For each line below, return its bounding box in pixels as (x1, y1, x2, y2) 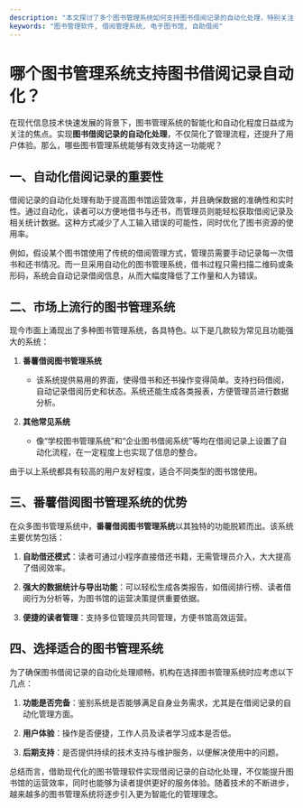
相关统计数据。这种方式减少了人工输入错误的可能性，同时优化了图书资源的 (9, 218, 286, 228)
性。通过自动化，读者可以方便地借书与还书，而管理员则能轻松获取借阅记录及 (9, 206, 294, 217)
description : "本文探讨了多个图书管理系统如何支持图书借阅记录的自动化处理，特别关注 (9, 13, 295, 23)
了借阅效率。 (22, 562, 70, 573)
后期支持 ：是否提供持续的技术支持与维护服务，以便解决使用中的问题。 (22, 747, 284, 757)
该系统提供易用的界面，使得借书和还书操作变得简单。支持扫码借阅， (35, 375, 289, 385)
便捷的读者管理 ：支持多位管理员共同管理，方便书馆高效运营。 (22, 611, 252, 623)
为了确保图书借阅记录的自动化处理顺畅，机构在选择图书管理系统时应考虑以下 (9, 666, 294, 677)
